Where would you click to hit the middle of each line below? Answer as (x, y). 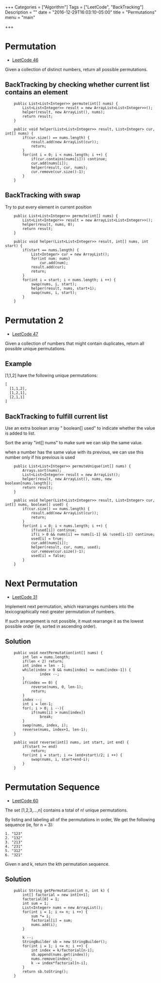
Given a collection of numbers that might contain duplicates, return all (75, 343)
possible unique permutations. (35, 348)
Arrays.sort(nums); (42, 471)
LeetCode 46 (25, 60)
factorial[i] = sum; (52, 920)
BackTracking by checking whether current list (77, 85)
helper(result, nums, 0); (49, 224)
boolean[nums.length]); (29, 483)
